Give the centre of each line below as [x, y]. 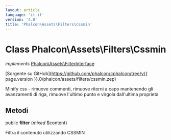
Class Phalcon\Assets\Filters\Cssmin [86, 50]
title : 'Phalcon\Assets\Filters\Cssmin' [49, 24]
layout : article [22, 10]
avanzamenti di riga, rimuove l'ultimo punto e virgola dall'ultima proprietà [82, 95]
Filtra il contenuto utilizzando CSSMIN [45, 133]
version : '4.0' [21, 19]
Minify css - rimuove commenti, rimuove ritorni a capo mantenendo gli [79, 89]
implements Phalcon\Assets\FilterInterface [50, 64]
